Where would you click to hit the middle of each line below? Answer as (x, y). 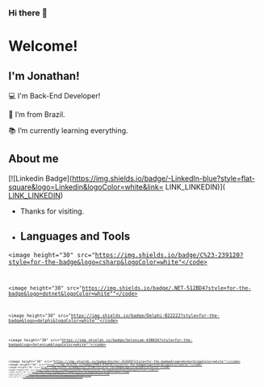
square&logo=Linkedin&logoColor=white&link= (86, 187)
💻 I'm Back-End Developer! (54, 95)
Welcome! (43, 46)
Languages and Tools (75, 237)
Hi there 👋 (28, 13)
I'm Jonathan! (44, 76)
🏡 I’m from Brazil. (37, 114)
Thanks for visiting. (52, 211)
